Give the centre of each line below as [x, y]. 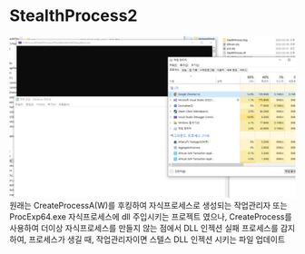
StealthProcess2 [74, 16]
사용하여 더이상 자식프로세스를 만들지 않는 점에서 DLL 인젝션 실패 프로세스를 [144, 229]
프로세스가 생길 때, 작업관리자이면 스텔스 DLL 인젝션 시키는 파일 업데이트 [157, 239]
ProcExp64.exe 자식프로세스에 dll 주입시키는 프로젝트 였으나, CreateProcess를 [151, 217]
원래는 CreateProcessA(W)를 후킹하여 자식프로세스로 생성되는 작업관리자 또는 [148, 206]
